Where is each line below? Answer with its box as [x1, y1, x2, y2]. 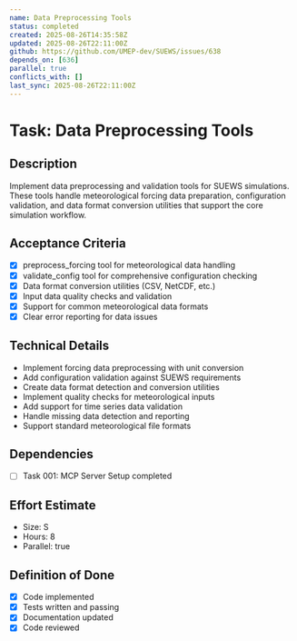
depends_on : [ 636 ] [9, 55, 79, 65]
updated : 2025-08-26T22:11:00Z [9, 38, 128, 48]
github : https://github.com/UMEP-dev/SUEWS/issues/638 [9, 47, 222, 56]
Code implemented [22, 592, 94, 603]
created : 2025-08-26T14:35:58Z [9, 30, 128, 39]
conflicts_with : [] [9, 73, 84, 82]
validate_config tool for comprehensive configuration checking [22, 270, 258, 281]
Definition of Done [9, 567, 115, 583]
